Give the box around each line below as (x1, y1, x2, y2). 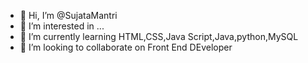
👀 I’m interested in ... (19, 20, 105, 32)
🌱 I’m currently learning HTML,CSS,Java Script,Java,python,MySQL (19, 31, 299, 42)
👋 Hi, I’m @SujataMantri (19, 10, 118, 21)
